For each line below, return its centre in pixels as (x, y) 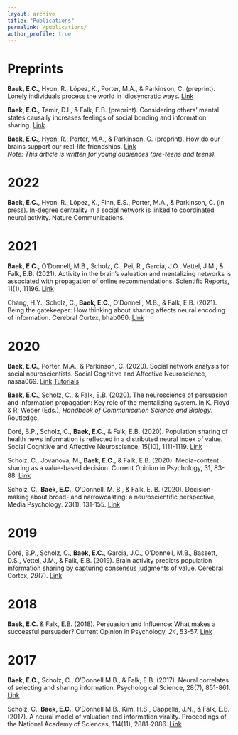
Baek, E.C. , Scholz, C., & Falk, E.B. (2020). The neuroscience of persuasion (118, 395)
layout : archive (31, 14)
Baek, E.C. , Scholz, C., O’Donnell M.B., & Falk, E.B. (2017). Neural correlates (118, 680)
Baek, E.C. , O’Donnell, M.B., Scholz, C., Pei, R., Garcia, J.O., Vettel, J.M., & (115, 266)
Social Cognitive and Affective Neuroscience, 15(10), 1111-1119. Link (105, 446)
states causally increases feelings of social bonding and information (107, 117)
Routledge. (23, 418)
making (18, 497)
